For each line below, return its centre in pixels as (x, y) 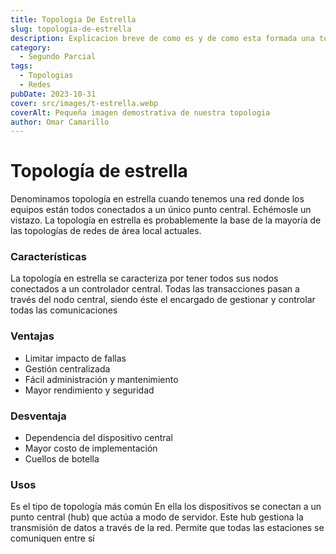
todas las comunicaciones (64, 310)
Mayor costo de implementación (91, 448)
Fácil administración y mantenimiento (101, 379)
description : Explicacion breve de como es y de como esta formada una (162, 38)
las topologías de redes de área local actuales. (106, 231)
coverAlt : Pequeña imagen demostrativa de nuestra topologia (140, 112)
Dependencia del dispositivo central (98, 438)
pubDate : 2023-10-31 (53, 94)
